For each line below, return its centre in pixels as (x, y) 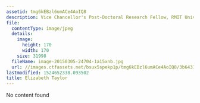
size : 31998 (32, 56)
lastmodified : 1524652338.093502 (48, 73)
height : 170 (37, 45)
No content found (28, 95)
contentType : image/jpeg (42, 28)
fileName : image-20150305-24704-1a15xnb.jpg (68, 61)
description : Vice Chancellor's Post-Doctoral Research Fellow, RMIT (94, 17)
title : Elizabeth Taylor (37, 78)
